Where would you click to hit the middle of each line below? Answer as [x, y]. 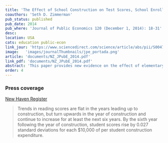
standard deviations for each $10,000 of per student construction [85, 130]
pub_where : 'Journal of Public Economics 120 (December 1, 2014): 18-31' [84, 29]
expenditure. [30, 135]
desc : [11, 33]
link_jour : [16, 47]
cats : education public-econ [35, 43]
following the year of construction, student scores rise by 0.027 [83, 125]
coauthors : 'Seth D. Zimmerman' [39, 15]
